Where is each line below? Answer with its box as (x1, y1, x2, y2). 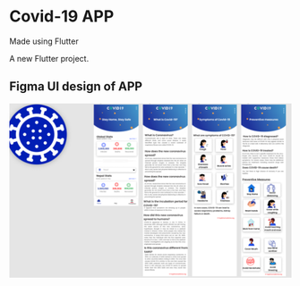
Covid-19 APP (9, 6, 115, 27)
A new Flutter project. (9, 53, 90, 63)
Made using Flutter (9, 36, 79, 46)
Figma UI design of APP (9, 79, 143, 95)
